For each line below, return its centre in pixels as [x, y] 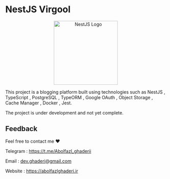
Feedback [21, 129]
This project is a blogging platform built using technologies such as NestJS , [85, 92]
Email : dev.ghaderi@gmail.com [38, 161]
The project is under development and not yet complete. [65, 113]
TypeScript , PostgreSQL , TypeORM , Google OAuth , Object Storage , [79, 97]
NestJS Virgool [38, 9]
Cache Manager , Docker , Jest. [39, 103]
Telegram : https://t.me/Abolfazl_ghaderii [48, 151]
